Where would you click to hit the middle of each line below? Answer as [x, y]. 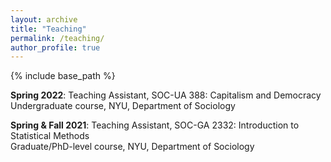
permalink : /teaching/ [57, 38]
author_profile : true [55, 47]
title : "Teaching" [48, 29]
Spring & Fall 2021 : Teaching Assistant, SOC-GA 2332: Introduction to [155, 125]
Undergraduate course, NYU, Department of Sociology [123, 106]
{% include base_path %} [63, 76]
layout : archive [44, 19]
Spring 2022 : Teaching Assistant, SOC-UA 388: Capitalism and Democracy [166, 95]
